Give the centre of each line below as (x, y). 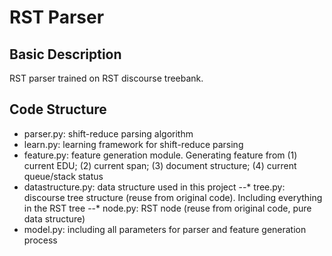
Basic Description (65, 54)
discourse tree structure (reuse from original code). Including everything (173, 197)
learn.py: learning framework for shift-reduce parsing (133, 144)
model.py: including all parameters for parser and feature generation (165, 229)
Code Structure (58, 109)
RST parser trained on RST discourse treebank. (106, 78)
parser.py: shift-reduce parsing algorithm (108, 133)
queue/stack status (63, 176)
